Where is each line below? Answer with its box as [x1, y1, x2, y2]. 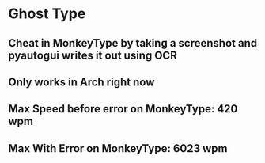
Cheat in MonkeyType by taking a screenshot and [8, 36, 258, 50]
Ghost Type [8, 5, 86, 23]
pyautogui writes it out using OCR [8, 48, 178, 62]
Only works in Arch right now [8, 75, 155, 89]
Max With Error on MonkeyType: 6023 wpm [8, 142, 228, 155]
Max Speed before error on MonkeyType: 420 [8, 102, 238, 116]
